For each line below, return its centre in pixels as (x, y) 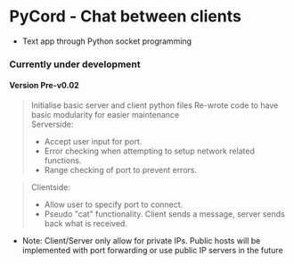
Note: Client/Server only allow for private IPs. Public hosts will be (141, 241)
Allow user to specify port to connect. (114, 205)
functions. (63, 161)
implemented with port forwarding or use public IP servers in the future (152, 251)
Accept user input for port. (93, 142)
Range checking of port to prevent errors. (121, 170)
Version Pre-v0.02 (45, 86)
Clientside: (51, 187)
